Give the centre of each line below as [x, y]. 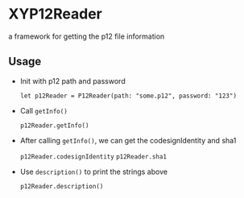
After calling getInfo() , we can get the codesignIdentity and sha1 [128, 140]
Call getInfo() [44, 110]
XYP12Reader [55, 14]
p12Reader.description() [62, 186]
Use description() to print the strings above [93, 171]
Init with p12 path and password [73, 80]
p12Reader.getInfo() [54, 126]
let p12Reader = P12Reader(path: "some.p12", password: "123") [128, 96]
